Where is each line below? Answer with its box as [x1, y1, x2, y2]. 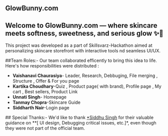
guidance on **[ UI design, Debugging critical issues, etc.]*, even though [5, 120, 156, 126]
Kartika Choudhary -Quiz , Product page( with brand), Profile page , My [12, 83, 161, 90]
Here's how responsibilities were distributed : [5, 63, 99, 69]
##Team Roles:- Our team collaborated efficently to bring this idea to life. [5, 57, 157, 63]
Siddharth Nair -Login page [12, 105, 70, 111]
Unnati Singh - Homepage [12, 94, 67, 100]
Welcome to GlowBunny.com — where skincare [5, 21, 157, 30]
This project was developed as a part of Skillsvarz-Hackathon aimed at [5, 42, 153, 48]
